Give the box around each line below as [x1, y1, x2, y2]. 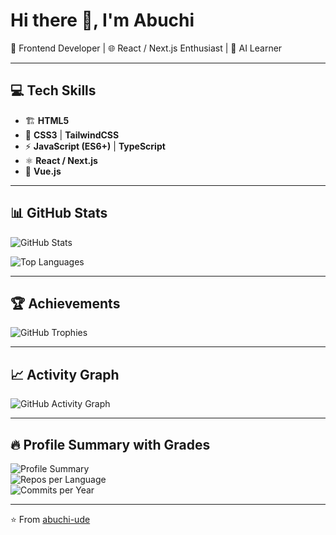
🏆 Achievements [10, 295, 121, 312]
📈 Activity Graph [10, 366, 120, 383]
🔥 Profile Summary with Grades [10, 436, 211, 453]
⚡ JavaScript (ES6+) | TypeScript [24, 140, 166, 152]
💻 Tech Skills [10, 82, 97, 99]
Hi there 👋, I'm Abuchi [10, 9, 195, 32]
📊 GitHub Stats [10, 205, 108, 222]
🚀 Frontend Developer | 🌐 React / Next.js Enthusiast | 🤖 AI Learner [10, 42, 283, 54]
